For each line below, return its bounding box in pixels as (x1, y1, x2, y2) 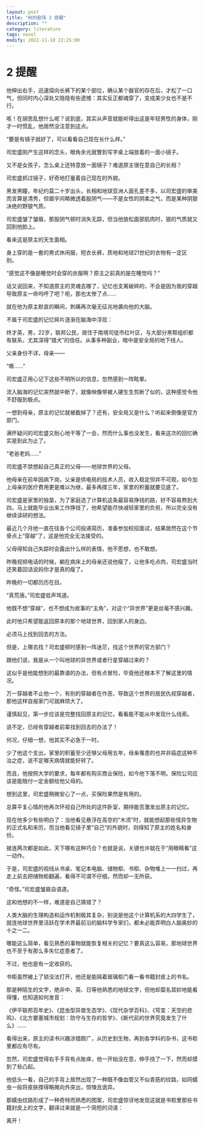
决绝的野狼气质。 (6, 202, 49, 210)
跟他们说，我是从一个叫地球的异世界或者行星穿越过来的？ (6, 656, 150, 663)
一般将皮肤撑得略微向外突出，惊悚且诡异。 (11, 1083, 118, 1090)
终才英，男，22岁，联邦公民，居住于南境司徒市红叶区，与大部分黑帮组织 (6, 328, 189, 336)
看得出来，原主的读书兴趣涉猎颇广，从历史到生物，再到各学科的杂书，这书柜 (6, 1034, 198, 1042)
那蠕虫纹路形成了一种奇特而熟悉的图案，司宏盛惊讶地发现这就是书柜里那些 (6, 1096, 192, 1103)
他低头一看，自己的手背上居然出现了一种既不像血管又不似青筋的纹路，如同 (6, 1076, 192, 1083)
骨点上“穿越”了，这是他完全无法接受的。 (6, 532, 107, 539)
